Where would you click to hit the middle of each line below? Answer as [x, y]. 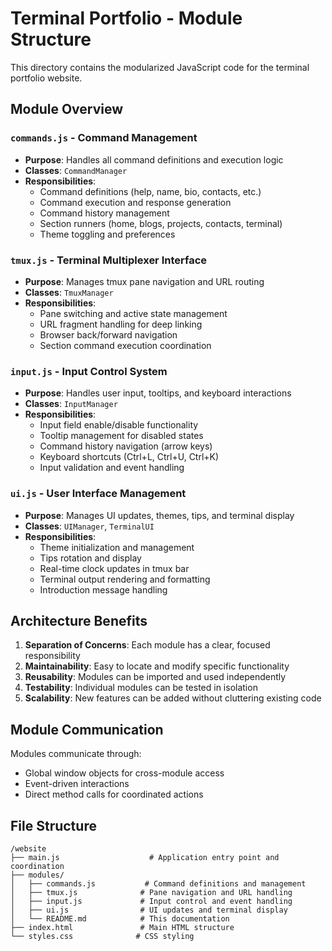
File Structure [53, 825]
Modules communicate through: [76, 754]
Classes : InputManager [71, 404]
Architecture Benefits [79, 620]
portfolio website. [46, 78]
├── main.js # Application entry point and [145, 857]
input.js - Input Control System [89, 371]
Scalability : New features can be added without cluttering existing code [173, 698]
